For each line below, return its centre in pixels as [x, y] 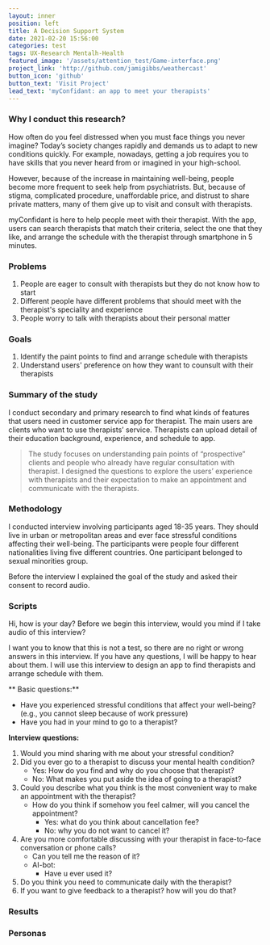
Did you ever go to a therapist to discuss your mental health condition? [137, 762]
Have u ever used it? [78, 874]
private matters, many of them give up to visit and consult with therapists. [131, 204]
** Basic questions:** [44, 689]
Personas [27, 933]
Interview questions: [44, 738]
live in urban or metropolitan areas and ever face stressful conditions [123, 535]
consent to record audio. [49, 585]
